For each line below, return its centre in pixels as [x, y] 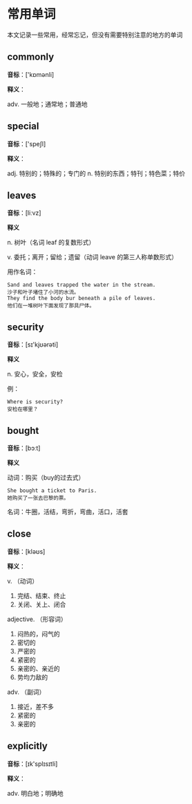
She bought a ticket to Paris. [52, 491]
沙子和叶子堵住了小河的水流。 [43, 292]
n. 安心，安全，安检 [35, 374]
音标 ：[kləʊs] [26, 551]
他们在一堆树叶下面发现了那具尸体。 [51, 306]
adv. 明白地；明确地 [35, 793]
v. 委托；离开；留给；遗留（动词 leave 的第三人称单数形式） [93, 257]
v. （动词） [23, 581]
